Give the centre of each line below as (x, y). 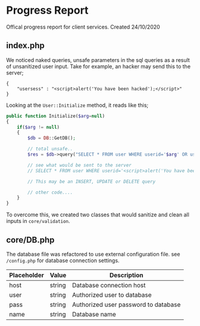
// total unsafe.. (50, 149)
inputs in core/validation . (38, 221)
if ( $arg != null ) (38, 127)
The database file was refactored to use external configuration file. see (93, 254)
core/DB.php (30, 240)
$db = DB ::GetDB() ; (52, 138)
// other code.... (50, 192)
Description (126, 275)
